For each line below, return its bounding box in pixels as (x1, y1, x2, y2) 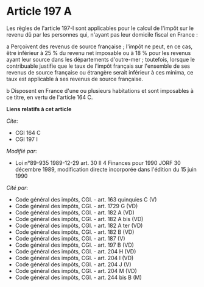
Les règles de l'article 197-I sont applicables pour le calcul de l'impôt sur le (6, 24, 194, 32)
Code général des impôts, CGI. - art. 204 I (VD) (15, 254, 134, 261)
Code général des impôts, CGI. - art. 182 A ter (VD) (15, 222, 143, 229)
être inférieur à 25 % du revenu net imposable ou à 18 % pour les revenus (6, 49, 191, 56)
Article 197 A (6, 4, 72, 18)
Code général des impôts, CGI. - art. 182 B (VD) (15, 228, 135, 236)
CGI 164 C (15, 129, 41, 136)
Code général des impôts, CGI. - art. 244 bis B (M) (15, 274, 142, 281)
